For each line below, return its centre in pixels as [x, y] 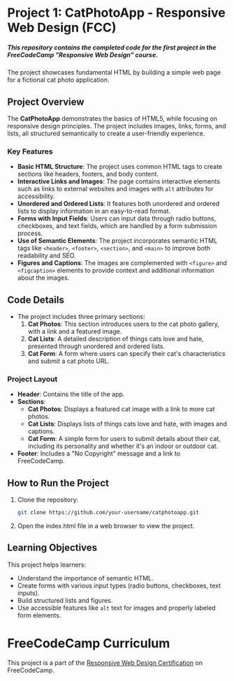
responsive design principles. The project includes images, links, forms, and [117, 126]
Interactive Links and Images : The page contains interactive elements [119, 181]
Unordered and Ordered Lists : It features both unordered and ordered [118, 204]
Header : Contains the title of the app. [71, 394]
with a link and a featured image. [75, 331]
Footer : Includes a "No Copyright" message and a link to [98, 454]
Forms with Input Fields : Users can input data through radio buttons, [117, 218]
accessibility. [36, 196]
